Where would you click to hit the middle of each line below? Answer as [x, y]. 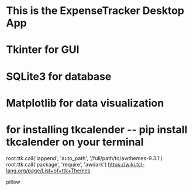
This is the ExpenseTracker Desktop [95, 11]
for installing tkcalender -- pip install [97, 130]
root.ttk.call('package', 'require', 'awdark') [56, 164]
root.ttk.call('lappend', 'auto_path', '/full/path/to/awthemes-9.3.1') [84, 158]
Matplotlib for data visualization [85, 103]
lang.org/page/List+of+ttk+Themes [48, 171]
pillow [13, 182]
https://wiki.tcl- [126, 164]
